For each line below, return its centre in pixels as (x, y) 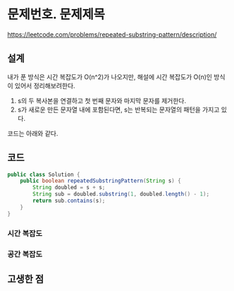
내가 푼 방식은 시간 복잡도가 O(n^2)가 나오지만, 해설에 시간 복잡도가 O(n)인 (110, 77)
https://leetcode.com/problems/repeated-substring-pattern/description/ (112, 34)
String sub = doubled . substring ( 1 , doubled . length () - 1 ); (121, 194)
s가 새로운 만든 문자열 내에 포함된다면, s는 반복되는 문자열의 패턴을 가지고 (118, 109)
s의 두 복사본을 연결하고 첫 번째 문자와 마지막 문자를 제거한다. (102, 100)
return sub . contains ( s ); (69, 201)
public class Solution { (44, 174)
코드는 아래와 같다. (33, 133)
